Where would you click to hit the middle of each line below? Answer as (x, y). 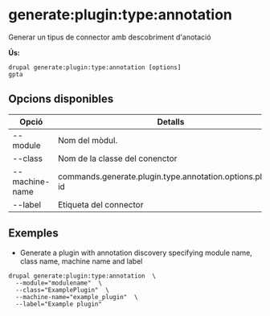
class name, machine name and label (81, 261)
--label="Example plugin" (59, 304)
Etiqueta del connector (100, 204)
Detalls (171, 121)
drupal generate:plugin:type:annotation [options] (95, 67)
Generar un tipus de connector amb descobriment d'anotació (110, 37)
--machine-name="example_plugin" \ (77, 297)
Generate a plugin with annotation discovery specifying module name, (136, 252)
